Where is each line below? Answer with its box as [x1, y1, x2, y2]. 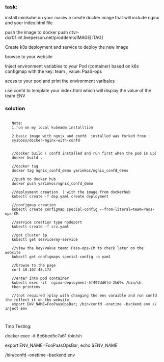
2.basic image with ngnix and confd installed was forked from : [11, 133, 151, 138]
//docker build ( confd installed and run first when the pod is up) [11, 151, 157, 156]
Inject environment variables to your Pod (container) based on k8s [5, 63, 139, 69]
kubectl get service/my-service [11, 237, 78, 242]
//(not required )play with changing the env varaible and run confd [11, 293, 157, 298]
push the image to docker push [5, 30, 68, 35]
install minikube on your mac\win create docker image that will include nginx [5, 15, 160, 21]
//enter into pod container [11, 276, 69, 281]
